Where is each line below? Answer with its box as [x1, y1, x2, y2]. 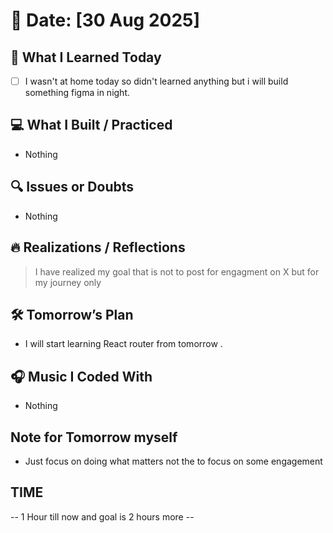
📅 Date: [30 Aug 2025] [10, 9, 201, 32]
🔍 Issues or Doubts [10, 179, 135, 196]
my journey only [34, 276, 102, 288]
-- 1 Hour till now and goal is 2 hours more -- [10, 510, 195, 523]
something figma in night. [24, 87, 131, 99]
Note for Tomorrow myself [10, 429, 178, 446]
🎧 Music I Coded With [10, 368, 153, 385]
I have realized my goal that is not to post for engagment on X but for [34, 265, 320, 278]
